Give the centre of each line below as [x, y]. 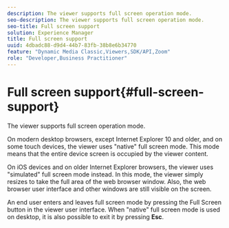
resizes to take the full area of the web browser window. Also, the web [107, 181]
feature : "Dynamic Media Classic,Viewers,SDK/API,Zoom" [89, 52]
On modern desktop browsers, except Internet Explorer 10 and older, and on [115, 139]
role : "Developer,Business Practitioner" [67, 58]
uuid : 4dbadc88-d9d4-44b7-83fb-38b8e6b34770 [72, 45]
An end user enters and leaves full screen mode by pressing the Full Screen [115, 202]
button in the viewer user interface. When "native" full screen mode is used [114, 209]
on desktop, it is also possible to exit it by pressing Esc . [86, 216]
